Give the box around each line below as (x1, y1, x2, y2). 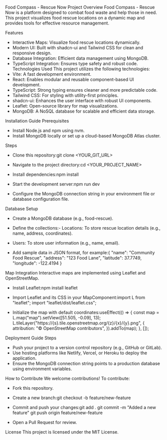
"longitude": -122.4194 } (12, 260, 62, 266)
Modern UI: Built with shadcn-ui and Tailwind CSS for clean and (12, 45, 144, 50)
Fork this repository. (12, 385, 54, 391)
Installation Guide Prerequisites (5, 118, 69, 124)
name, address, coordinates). (12, 230, 73, 236)
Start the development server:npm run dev (12, 181, 100, 187)
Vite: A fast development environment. (12, 71, 92, 77)
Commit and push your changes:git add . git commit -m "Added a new (12, 405, 156, 410)
